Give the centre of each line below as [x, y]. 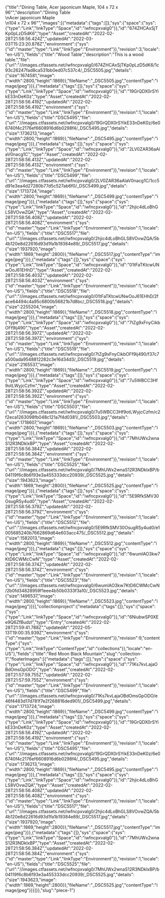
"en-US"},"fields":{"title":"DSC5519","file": [48, 349]
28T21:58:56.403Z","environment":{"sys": [48, 281]
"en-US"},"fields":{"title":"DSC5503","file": [48, 407]
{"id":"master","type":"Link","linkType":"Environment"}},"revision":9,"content [82, 638]
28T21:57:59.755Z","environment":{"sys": [47, 680]
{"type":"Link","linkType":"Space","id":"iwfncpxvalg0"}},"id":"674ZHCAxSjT [82, 28]
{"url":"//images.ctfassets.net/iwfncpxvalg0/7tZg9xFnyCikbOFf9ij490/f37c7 [82, 354]
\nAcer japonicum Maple [30, 18]
